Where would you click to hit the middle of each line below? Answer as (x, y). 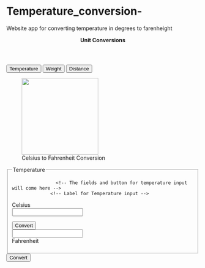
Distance (79, 69)
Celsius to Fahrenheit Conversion (63, 158)
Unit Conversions (103, 40)
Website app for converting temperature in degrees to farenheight (89, 28)
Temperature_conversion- (74, 11)
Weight (54, 69)
